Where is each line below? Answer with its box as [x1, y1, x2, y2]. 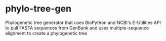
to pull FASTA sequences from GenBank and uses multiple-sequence [5, 24, 149, 30]
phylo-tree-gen [5, 3, 72, 14]
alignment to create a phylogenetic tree [5, 30, 88, 36]
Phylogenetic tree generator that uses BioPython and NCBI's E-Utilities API [5, 19, 161, 25]
